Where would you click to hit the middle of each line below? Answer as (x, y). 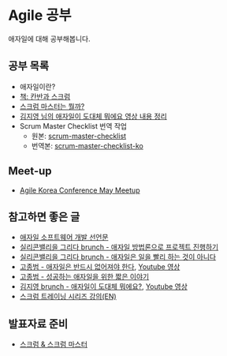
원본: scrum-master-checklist (79, 136)
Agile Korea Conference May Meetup (80, 190)
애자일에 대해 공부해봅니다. (49, 39)
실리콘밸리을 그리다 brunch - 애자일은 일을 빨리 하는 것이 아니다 (118, 257)
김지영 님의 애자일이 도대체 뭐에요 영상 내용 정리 (93, 116)
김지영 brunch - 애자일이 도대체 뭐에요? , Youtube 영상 (103, 287)
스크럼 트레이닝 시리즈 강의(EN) (68, 297)
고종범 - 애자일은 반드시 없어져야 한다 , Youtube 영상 (100, 267)
